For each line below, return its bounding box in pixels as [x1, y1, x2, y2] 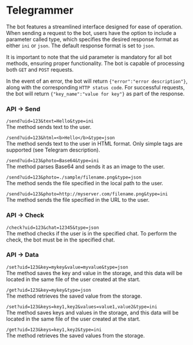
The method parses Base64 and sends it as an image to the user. [6, 163, 165, 170]
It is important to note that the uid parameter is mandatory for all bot [6, 53, 172, 60]
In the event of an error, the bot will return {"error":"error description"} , [6, 78, 188, 85]
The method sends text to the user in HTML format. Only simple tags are [6, 140, 183, 147]
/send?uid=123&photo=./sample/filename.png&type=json [6, 175, 142, 180]
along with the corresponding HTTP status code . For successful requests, [6, 83, 185, 91]
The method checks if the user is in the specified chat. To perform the [6, 230, 177, 237]
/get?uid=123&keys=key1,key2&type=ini [6, 327, 102, 333]
